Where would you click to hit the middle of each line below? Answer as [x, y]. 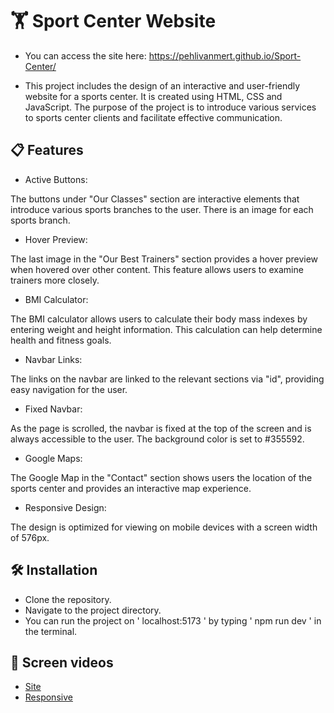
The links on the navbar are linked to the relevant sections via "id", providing [167, 379]
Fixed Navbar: [53, 409]
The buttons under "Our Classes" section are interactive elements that [155, 199]
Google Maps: [53, 458]
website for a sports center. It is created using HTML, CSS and [153, 96]
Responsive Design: [65, 507]
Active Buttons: [56, 179]
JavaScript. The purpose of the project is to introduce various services [170, 107]
